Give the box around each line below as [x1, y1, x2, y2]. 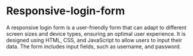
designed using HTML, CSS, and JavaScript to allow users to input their [6, 36, 182, 43]
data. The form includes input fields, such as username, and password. [6, 43, 181, 50]
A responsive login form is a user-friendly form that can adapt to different [6, 24, 187, 31]
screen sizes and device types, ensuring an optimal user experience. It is [6, 30, 186, 37]
